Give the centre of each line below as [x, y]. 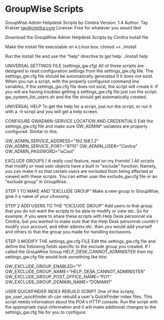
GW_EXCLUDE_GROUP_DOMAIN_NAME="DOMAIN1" [59, 282]
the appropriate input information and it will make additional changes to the [81, 307]
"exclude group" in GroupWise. [36, 182]
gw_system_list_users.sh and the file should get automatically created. [76, 97]
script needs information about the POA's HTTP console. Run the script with [82, 301]
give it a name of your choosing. [37, 196]
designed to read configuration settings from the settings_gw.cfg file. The [79, 71]
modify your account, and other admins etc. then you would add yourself [79, 227]
